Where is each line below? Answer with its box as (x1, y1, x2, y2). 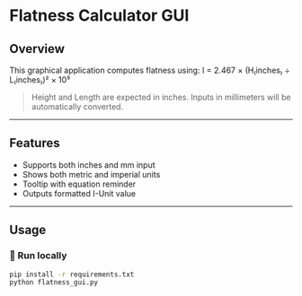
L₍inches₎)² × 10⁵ (9, 74, 71, 85)
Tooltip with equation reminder (22, 178, 137, 189)
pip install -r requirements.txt (9, 270, 135, 279)
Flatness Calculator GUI (9, 5, 190, 26)
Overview (9, 41, 66, 57)
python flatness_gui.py (9, 278, 99, 287)
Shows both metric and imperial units (22, 169, 161, 179)
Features (9, 135, 60, 151)
